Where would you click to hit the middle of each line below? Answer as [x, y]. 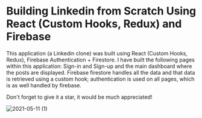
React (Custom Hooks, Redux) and [94, 24]
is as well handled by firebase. [44, 85]
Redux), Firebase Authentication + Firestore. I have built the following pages [100, 60]
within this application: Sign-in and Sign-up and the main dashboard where [99, 66]
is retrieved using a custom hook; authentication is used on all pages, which [100, 79]
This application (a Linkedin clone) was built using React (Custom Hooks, [97, 53]
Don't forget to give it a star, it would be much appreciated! [79, 97]
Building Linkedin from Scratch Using [101, 11]
